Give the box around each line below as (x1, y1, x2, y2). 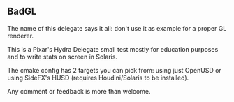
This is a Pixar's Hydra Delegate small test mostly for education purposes (7, 45, 219, 53)
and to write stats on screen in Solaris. (7, 52, 117, 61)
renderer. (7, 31, 34, 40)
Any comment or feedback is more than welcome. (7, 87, 151, 95)
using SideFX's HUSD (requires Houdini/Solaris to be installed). (7, 73, 189, 82)
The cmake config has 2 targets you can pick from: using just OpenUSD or (7, 66, 221, 74)
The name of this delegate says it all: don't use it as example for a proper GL (7, 24, 227, 32)
